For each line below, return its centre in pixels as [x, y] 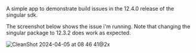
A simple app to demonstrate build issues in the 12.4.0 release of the [90, 9]
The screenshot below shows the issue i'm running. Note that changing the [98, 26]
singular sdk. [22, 15]
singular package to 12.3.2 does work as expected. [69, 33]
